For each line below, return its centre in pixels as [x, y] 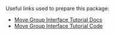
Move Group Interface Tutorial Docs [58, 20]
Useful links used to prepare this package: [57, 8]
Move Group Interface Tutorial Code [58, 26]
